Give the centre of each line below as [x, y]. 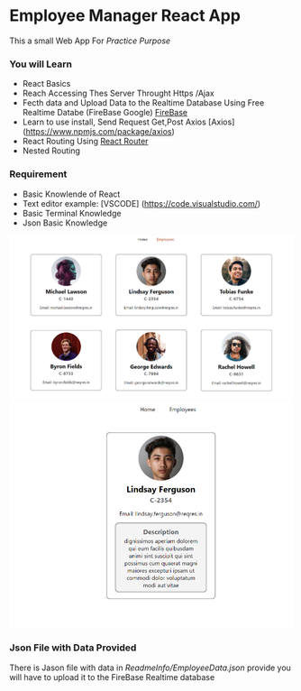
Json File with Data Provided [73, 648]
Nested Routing [51, 151]
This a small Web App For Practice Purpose [90, 41]
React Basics [46, 84]
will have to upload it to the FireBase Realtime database [112, 677]
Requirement [38, 174]
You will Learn [41, 64]
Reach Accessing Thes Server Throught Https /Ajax [118, 93]
